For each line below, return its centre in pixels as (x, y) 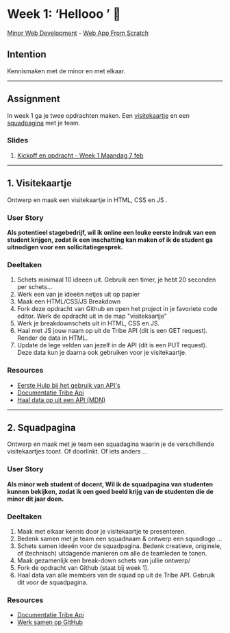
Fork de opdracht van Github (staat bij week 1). (83, 567)
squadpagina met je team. (44, 123)
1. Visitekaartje (39, 183)
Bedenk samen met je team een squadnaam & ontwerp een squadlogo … (119, 538)
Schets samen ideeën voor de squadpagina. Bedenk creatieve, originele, (119, 546)
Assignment (34, 99)
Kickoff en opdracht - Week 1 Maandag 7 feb (80, 155)
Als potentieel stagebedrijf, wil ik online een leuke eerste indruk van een (112, 232)
